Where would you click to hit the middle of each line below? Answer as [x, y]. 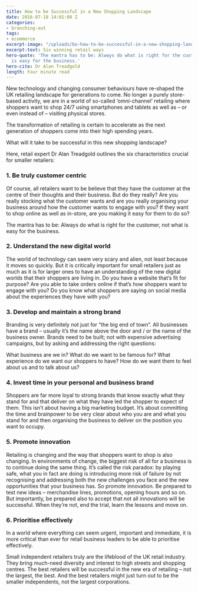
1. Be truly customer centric [46, 175]
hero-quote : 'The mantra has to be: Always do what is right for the [93, 55]
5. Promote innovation [38, 442]
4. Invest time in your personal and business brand [80, 383]
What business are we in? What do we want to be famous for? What [88, 355]
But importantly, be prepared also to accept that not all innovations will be [95, 499]
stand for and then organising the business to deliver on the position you [94, 420]
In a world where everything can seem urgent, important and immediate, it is [99, 533]
